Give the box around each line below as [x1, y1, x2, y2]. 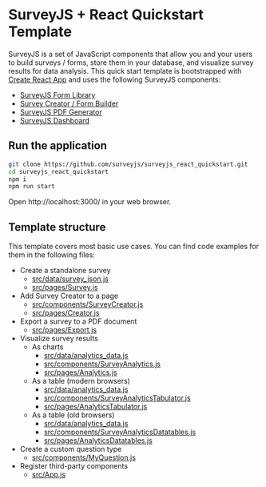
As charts [31, 342, 64, 352]
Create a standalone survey [19, 266, 111, 276]
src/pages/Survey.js [31, 283, 98, 292]
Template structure [8, 220, 106, 234]
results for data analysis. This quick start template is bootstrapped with [8, 66, 242, 75]
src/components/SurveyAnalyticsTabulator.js [43, 393, 191, 403]
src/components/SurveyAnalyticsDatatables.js [43, 427, 197, 437]
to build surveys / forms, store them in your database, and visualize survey [8, 58, 254, 67]
